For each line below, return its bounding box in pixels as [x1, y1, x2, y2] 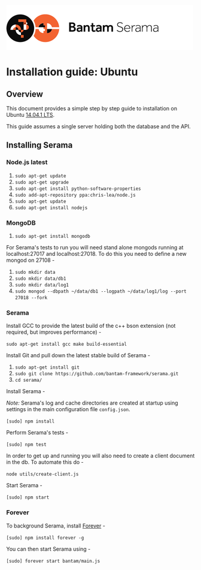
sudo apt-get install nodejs [14, 204, 88, 211]
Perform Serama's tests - [6, 429, 69, 436]
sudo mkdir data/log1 [14, 282, 69, 288]
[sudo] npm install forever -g [6, 535, 84, 541]
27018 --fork [14, 294, 48, 301]
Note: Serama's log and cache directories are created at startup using [6, 399, 178, 406]
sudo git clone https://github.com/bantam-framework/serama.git [14, 371, 179, 377]
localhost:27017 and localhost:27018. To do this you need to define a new [6, 250, 187, 257]
